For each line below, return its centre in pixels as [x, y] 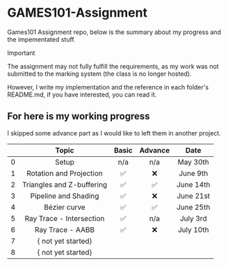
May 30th [194, 162]
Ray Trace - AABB [65, 229]
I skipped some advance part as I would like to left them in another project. [114, 133]
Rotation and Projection [65, 173]
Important [21, 53]
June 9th [193, 173]
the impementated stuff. [41, 39]
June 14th [193, 184]
